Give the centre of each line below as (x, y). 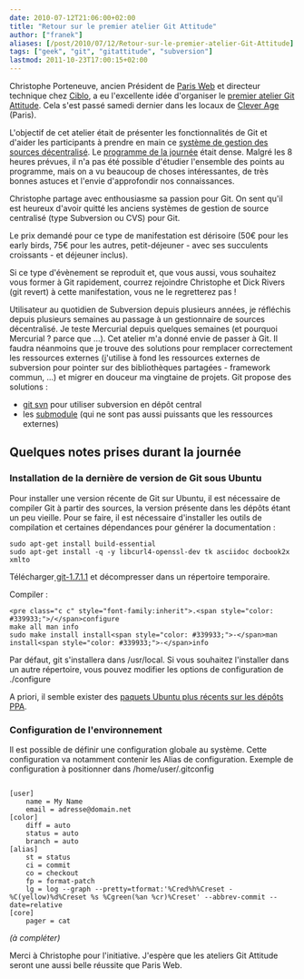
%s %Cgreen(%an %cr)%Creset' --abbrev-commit (178, 897)
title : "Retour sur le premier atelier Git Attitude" (113, 26)
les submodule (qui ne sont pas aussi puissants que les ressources (148, 414)
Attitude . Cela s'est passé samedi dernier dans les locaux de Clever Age (144, 105)
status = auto (52, 833)
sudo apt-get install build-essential (83, 544)
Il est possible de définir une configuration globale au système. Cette (138, 749)
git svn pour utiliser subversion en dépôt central (112, 404)
